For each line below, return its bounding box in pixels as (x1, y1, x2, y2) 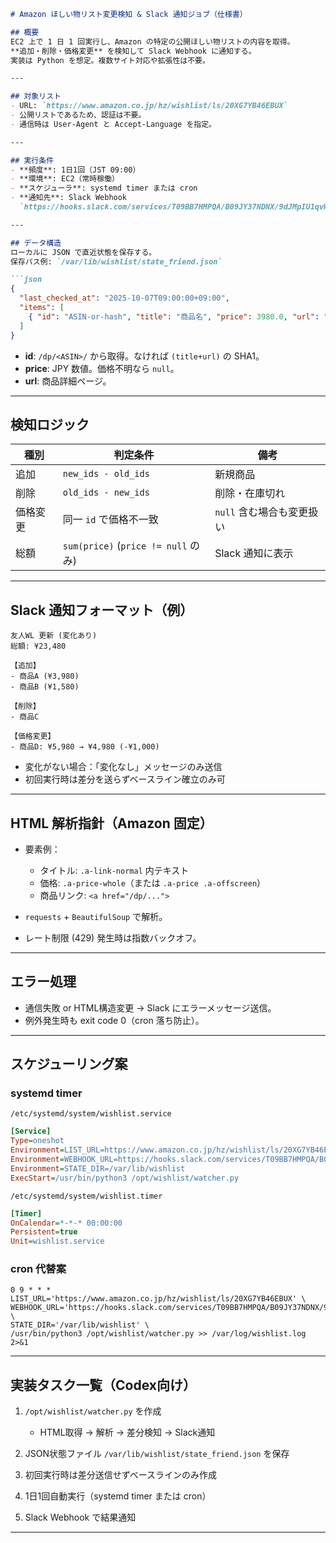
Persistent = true (10, 1227, 78, 1237)
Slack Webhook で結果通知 (24, 1511, 137, 1524)
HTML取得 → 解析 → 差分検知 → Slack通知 (39, 1426, 216, 1439)
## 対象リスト (10, 91, 62, 102)
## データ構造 (10, 238, 62, 248)
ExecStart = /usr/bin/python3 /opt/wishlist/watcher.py (10, 1173, 240, 1183)
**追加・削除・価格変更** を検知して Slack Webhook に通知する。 (10, 46, 257, 56)
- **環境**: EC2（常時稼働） (10, 174, 120, 184)
